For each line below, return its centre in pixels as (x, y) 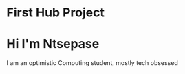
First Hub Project (55, 13)
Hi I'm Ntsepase (53, 44)
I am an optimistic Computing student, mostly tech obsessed (92, 63)
